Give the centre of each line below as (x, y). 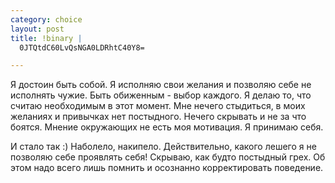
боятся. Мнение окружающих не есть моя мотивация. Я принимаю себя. (167, 127)
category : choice (46, 19)
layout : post (37, 29)
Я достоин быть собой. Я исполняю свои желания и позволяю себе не (161, 85)
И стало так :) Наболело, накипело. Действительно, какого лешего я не (163, 147)
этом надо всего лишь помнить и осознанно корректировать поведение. (167, 168)
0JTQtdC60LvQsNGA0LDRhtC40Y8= (82, 47)
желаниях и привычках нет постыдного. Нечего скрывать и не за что (158, 117)
